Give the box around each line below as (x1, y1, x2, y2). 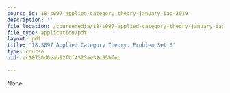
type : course (7, 49, 44, 55)
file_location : (7, 23, 51, 29)
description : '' (7, 16, 53, 23)
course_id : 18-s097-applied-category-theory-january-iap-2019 (7, 10, 188, 17)
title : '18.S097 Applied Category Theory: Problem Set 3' (7, 42, 176, 49)
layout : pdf (7, 36, 41, 42)
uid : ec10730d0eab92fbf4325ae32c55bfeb (7, 55, 121, 62)
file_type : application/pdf (7, 29, 88, 36)
